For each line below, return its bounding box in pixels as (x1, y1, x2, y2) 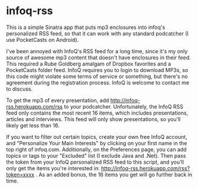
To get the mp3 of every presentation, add (6, 96, 109, 104)
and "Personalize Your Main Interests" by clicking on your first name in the (6, 139, 187, 146)
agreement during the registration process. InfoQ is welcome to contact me (6, 79, 190, 86)
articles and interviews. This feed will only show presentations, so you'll (6, 115, 181, 122)
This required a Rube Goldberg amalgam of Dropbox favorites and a (6, 60, 171, 67)
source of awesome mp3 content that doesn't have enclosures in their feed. (6, 54, 191, 61)
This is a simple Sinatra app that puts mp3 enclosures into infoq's (6, 24, 165, 31)
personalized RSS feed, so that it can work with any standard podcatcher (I (6, 30, 189, 37)
